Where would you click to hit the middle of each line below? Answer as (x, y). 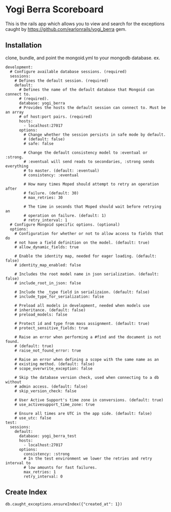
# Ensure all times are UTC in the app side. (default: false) (83, 413)
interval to (18, 463)
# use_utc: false (33, 418)
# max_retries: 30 (43, 197)
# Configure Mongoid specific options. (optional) (65, 225)
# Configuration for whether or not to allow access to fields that (89, 233)
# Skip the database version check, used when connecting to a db (87, 377)
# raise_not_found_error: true (48, 351)
